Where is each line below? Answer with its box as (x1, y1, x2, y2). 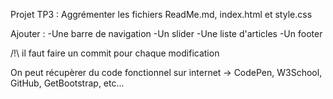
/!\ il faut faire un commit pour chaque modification (10, 47, 220, 59)
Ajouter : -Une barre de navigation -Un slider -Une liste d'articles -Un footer (10, 28, 323, 39)
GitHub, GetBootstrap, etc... (10, 77, 125, 89)
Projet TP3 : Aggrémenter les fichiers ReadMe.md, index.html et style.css (10, 9, 313, 20)
